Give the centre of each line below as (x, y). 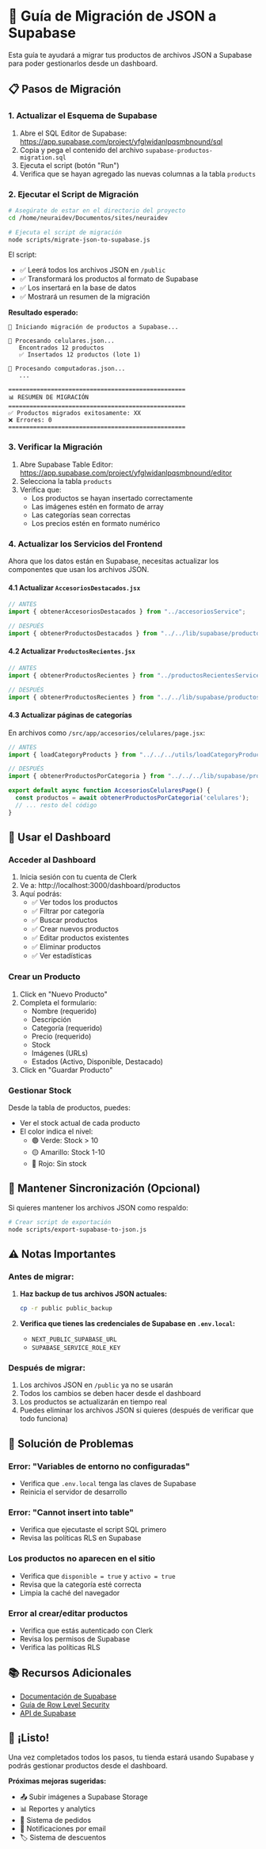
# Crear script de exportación (60, 1222)
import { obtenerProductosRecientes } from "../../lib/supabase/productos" (136, 697)
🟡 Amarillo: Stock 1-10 (68, 1152)
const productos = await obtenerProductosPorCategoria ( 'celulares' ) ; (132, 798)
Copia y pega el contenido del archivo (82, 150)
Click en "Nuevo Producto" (64, 994)
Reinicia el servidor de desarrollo (73, 1492)
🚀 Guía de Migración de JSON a (112, 16)
